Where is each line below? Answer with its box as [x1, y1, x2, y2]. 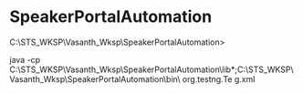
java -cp [9, 54, 41, 65]
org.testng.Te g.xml [182, 73, 256, 84]
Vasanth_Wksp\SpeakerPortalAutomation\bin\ [9, 73, 181, 84]
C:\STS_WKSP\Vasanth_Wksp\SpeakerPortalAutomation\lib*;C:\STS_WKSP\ [9, 64, 294, 75]
